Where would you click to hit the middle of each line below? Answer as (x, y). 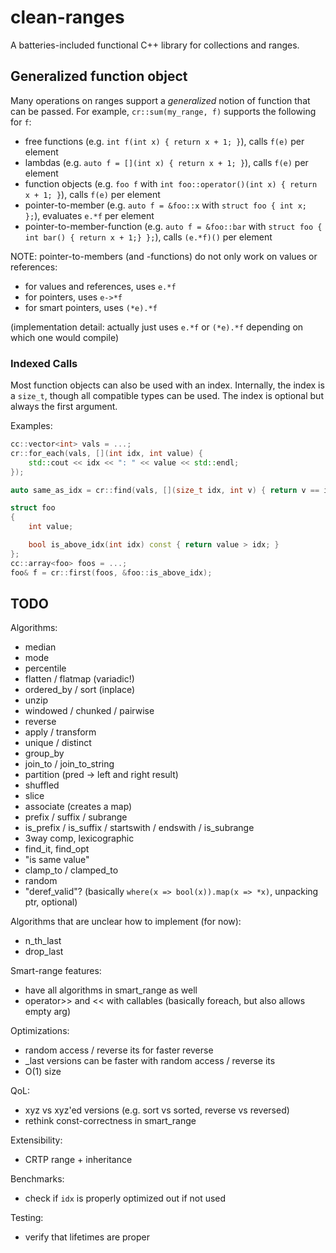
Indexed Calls (44, 363)
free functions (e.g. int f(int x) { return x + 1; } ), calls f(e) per (164, 141)
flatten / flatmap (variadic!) (79, 679)
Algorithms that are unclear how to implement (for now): (126, 922)
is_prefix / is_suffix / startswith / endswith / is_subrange (139, 828)
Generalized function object (99, 76)
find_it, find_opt (57, 849)
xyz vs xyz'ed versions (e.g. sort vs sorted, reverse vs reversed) (157, 1110)
